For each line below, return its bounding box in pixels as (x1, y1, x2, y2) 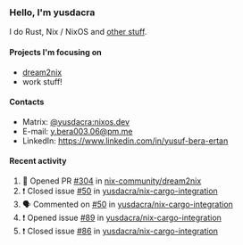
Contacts (9, 96, 45, 108)
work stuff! (21, 76, 63, 86)
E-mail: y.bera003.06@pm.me (21, 126, 133, 136)
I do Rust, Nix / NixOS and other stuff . (9, 27, 147, 37)
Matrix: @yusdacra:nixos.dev (21, 116, 130, 127)
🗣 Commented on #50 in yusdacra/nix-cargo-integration (21, 199, 234, 209)
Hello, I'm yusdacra (9, 6, 96, 19)
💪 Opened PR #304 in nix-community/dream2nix (21, 176, 202, 186)
